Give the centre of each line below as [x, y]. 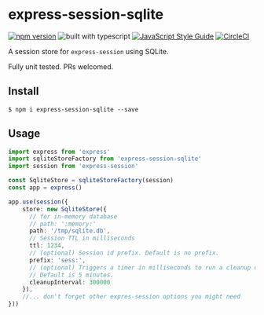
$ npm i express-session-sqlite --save [73, 109]
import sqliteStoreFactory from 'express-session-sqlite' [105, 159]
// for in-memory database [73, 216]
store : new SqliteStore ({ [65, 209]
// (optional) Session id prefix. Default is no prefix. [124, 253]
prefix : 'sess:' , [57, 260]
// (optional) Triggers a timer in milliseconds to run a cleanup [140, 267]
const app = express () [45, 188]
